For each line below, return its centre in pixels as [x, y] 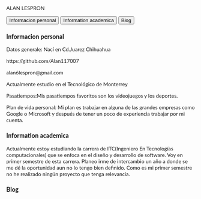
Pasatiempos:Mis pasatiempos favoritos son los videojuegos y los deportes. [92, 96]
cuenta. [15, 120]
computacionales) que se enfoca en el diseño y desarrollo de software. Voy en [94, 155]
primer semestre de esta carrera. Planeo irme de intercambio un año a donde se [97, 161]
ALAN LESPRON [25, 8]
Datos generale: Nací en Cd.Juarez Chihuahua [58, 49]
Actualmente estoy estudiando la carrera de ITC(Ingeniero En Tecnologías [90, 148]
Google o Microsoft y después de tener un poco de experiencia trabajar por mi [95, 114]
